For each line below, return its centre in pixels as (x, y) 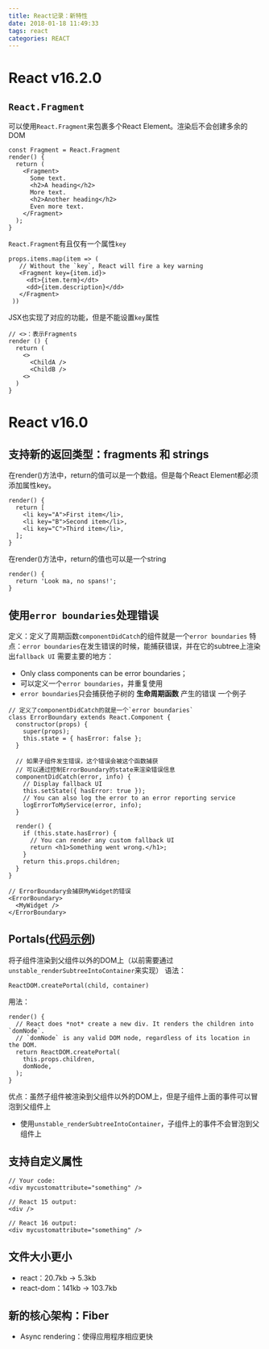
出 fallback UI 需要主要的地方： (61, 656)
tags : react (28, 31)
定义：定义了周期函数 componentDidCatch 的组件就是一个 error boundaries (128, 636)
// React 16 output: (43, 1223)
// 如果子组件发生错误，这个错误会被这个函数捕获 (87, 762)
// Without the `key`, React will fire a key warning (111, 266)
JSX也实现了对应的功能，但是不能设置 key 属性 (84, 317)
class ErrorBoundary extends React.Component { (90, 718)
